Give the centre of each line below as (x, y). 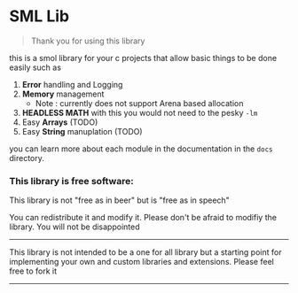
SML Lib (39, 16)
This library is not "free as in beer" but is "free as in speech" (120, 200)
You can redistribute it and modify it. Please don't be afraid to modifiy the (143, 218)
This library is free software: (72, 181)
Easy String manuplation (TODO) (82, 131)
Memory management (63, 94)
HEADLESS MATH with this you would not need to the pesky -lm (140, 112)
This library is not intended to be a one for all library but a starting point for (145, 252)
